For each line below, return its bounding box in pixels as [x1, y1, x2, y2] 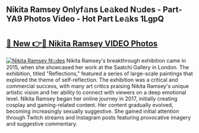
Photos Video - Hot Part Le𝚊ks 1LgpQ [23, 14, 165, 24]
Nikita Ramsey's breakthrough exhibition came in [66, 57, 186, 64]
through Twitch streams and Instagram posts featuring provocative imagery [6, 114, 191, 121]
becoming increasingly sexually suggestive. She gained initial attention [6, 108, 179, 115]
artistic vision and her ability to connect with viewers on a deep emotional [6, 89, 187, 96]
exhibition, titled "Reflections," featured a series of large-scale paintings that [6, 70, 193, 77]
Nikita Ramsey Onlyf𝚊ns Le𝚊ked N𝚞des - [6, 5, 162, 15]
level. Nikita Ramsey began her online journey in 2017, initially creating [6, 95, 178, 102]
